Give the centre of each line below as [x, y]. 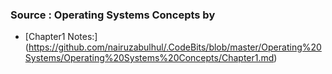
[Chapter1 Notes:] [61, 37]
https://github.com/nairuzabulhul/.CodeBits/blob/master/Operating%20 [175, 47]
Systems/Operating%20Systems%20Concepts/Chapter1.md [149, 58]
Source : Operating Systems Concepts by [113, 15]
